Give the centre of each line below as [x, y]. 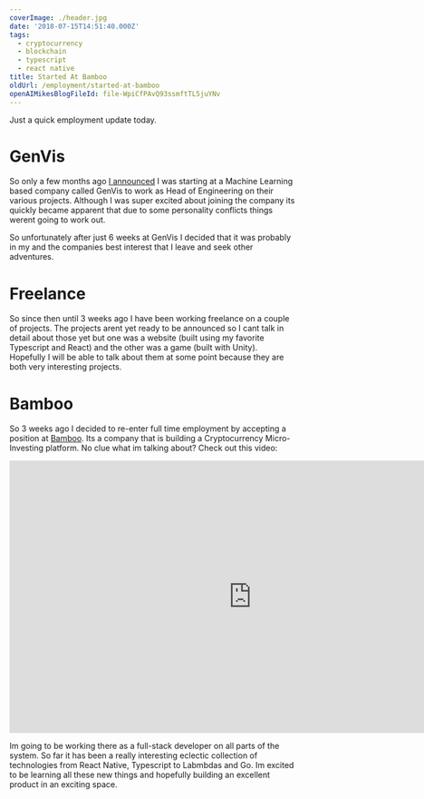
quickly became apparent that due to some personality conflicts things [141, 211]
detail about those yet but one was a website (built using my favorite [137, 338]
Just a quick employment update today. [83, 120]
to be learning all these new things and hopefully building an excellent [140, 775]
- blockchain [42, 52]
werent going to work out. [58, 220]
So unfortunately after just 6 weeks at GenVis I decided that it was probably [150, 238]
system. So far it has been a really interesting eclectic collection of [134, 755]
